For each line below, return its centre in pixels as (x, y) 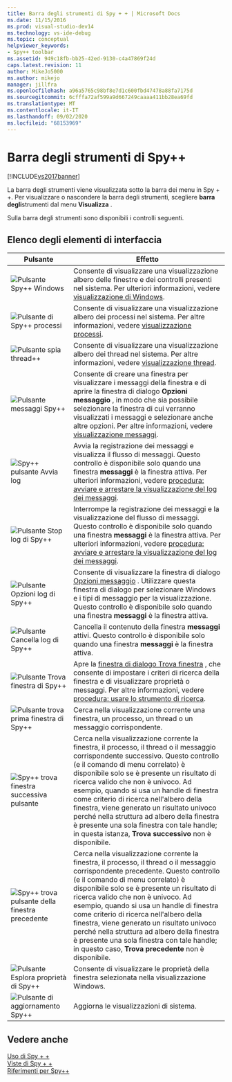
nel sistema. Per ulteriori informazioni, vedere (147, 288)
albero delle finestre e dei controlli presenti (143, 280)
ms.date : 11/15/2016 (37, 20)
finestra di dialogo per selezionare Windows (145, 589)
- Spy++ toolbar (30, 53)
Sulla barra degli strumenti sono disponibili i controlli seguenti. (96, 218)
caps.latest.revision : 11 (44, 65)
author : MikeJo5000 (35, 71)
